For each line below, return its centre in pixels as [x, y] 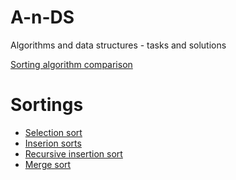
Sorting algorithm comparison [71, 64]
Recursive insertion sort [73, 153]
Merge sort [48, 164]
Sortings [47, 105]
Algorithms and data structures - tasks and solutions [118, 45]
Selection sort [53, 132]
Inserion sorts [53, 143]
